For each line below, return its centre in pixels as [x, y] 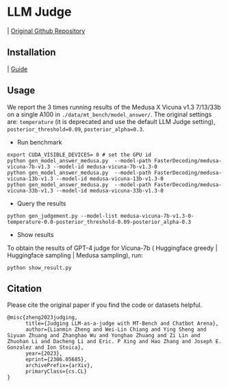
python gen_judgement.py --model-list [62, 216]
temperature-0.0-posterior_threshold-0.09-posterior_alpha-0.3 [99, 222]
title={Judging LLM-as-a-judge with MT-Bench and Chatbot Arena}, [122, 324]
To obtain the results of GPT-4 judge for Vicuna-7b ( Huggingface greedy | [112, 248]
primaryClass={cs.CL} [56, 372]
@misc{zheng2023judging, [42, 318]
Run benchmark [39, 142]
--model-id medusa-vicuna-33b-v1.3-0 [110, 190]
